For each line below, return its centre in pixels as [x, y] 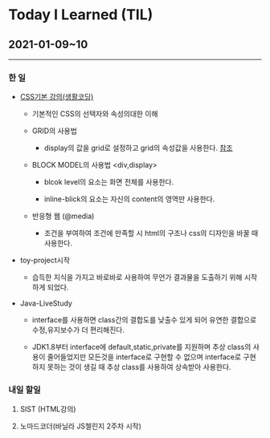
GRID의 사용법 [55, 131]
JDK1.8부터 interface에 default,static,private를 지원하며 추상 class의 [141, 347]
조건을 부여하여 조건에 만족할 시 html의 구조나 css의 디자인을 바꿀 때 [151, 233]
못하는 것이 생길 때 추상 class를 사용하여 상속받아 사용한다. [139, 367]
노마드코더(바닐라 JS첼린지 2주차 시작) [81, 426]
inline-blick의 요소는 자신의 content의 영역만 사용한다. [129, 199]
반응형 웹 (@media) [63, 216]
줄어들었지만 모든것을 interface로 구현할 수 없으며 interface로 [144, 357]
